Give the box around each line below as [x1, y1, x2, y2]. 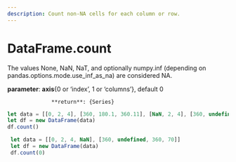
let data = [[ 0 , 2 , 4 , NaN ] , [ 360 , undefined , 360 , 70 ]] [10, 136, 181, 144]
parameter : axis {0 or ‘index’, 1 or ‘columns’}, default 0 [7, 85, 164, 93]
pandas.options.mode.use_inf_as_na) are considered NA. [7, 71, 173, 79]
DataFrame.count [7, 40, 112, 56]
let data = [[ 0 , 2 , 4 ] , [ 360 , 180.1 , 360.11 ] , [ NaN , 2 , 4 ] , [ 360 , [7, 110, 206, 118]
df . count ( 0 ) [10, 149, 46, 156]
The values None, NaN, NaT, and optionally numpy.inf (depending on [7, 64, 206, 72]
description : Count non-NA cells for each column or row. [7, 10, 181, 18]
